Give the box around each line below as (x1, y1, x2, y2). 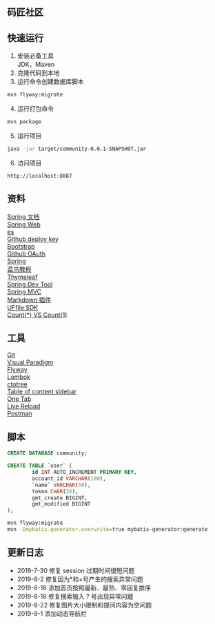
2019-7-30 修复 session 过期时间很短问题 (17, 566, 135, 574)
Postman (7, 409, 32, 418)
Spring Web (7, 220, 41, 229)
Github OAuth (7, 249, 46, 258)
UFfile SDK (7, 303, 39, 311)
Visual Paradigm (7, 358, 54, 366)
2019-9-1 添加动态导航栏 (17, 609, 88, 618)
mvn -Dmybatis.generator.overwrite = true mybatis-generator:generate (7, 526, 208, 533)
